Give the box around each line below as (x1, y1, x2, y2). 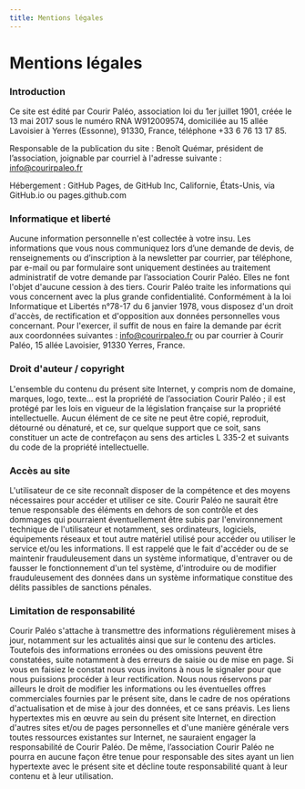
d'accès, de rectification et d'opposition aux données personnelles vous (9, 311, 280, 322)
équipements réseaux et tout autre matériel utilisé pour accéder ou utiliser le (9, 534, 296, 544)
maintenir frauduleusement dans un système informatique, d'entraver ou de (9, 553, 293, 564)
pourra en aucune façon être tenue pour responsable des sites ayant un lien (9, 752, 294, 763)
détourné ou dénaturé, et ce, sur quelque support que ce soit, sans (9, 421, 261, 433)
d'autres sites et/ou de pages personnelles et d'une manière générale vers (9, 722, 290, 733)
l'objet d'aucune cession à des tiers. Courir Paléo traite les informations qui (9, 282, 291, 293)
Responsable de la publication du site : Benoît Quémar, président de (9, 143, 264, 154)
